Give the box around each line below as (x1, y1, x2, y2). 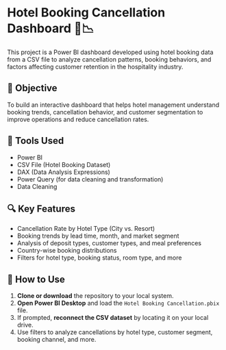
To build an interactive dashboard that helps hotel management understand (7, 101, 220, 109)
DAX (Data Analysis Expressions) (16, 168, 111, 176)
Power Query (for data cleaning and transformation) (16, 175, 164, 183)
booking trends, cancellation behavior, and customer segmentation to (7, 108, 203, 116)
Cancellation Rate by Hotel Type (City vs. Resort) (16, 225, 155, 233)
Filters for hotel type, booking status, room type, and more (16, 253, 182, 262)
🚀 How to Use (7, 273, 65, 285)
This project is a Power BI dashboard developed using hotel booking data (7, 48, 214, 56)
